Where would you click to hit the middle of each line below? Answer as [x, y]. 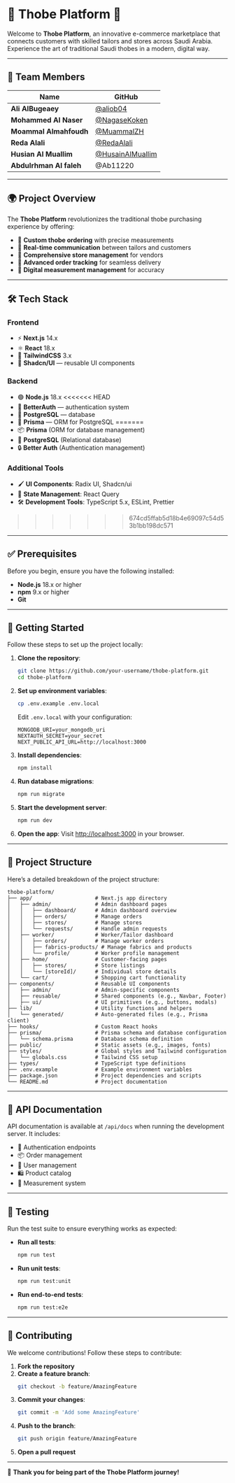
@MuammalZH [120, 131]
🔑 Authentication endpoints [57, 1147]
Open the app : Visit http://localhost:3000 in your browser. [101, 833]
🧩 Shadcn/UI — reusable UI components [76, 363]
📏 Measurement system [51, 1183]
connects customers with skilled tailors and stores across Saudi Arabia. [110, 41]
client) [19, 1021]
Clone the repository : [49, 658]
